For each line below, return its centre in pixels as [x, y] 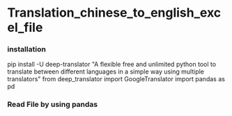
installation [27, 49]
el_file [25, 27]
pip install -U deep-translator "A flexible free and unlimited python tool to [112, 65]
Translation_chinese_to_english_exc [114, 13]
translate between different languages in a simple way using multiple [106, 72]
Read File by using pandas [53, 104]
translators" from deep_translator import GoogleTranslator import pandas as [116, 79]
